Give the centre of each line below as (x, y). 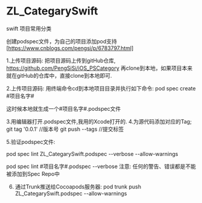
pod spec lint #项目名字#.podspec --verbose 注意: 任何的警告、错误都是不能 (101, 166)
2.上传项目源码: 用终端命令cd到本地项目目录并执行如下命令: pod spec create (101, 88)
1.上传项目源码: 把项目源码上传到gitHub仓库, (61, 60)
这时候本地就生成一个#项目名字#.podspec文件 (64, 108)
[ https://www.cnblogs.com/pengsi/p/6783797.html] (70, 48)
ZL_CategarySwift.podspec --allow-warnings (71, 193)
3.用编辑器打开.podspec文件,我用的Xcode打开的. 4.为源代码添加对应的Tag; (99, 121)
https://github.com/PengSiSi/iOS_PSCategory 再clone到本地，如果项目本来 (99, 68)
